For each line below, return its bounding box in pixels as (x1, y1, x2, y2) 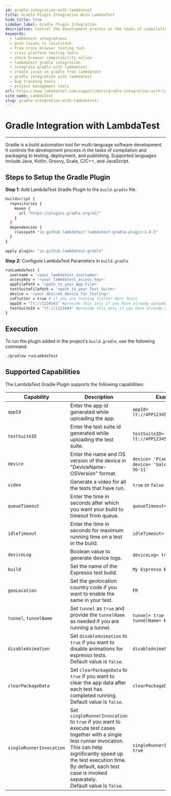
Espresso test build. (70, 569, 118, 576)
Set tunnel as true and (70, 605, 125, 612)
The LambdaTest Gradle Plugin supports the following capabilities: (5, 381, 144, 387)
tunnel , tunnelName (8, 614, 52, 621)
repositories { (10, 201, 42, 206)
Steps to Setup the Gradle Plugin (5, 173, 110, 182)
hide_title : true (5, 17, 42, 22)
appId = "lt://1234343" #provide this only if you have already (10, 300, 149, 306)
